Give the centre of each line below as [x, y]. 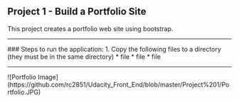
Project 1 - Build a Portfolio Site [77, 12]
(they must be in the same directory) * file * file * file [84, 57]
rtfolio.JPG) [24, 92]
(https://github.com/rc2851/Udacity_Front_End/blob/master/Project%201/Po [118, 84]
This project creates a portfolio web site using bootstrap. [90, 28]
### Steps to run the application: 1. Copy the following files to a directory [115, 49]
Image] [48, 76]
